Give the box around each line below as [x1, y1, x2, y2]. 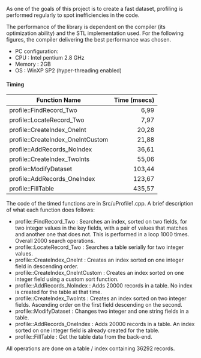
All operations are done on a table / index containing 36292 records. [6, 345, 175, 352]
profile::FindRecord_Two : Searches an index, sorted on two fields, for [14, 218, 188, 225]
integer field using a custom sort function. [14, 275, 119, 283]
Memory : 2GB [14, 60, 51, 68]
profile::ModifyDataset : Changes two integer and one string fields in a [14, 307, 189, 315]
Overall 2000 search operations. [14, 237, 95, 245]
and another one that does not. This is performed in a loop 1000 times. [14, 231, 190, 238]
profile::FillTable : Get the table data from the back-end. [14, 333, 152, 341]
